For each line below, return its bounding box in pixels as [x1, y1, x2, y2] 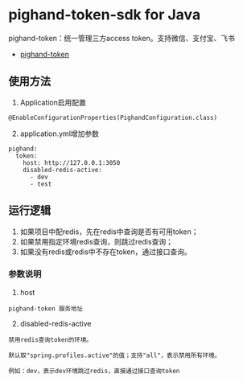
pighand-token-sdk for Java [8, 6, 201, 24]
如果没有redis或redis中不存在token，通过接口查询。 [19, 247, 192, 257]
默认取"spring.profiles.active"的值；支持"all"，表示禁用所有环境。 [8, 351, 221, 359]
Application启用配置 [19, 97, 87, 107]
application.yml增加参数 [19, 129, 99, 138]
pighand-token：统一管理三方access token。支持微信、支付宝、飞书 [8, 33, 235, 43]
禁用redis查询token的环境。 [8, 335, 93, 343]
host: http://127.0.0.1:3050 [23, 158, 121, 166]
